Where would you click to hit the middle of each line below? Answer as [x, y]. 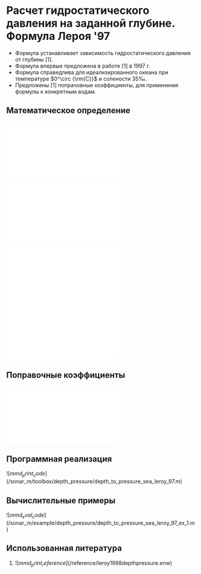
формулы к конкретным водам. [56, 91]
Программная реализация [59, 459]
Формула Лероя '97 [58, 36]
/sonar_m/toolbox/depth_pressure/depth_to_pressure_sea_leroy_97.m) [95, 481]
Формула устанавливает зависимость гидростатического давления [103, 53]
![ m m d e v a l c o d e [25, 516]
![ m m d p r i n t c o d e [26, 474]
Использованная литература [64, 548]
